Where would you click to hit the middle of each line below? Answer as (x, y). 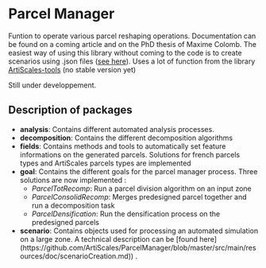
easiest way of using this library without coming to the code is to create (125, 52)
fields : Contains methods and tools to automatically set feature (123, 146)
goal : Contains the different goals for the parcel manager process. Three (139, 171)
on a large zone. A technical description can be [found (109, 239)
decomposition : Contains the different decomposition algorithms (126, 138)
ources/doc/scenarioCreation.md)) (77, 256)
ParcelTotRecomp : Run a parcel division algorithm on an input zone (141, 188)
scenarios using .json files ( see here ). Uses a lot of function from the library (132, 61)
